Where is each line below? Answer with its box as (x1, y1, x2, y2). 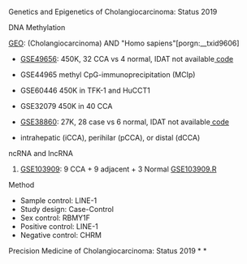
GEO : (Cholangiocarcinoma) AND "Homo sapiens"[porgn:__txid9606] (8, 38, 240, 48)
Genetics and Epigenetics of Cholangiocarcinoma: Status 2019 (8, 7, 218, 16)
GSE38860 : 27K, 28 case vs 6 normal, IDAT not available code (19, 117, 230, 127)
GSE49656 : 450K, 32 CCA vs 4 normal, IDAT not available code (19, 54, 234, 63)
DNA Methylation (8, 23, 66, 32)
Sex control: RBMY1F (19, 213, 91, 223)
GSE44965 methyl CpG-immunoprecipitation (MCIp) (19, 70, 196, 80)
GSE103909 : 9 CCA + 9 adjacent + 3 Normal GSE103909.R (19, 164, 217, 174)
